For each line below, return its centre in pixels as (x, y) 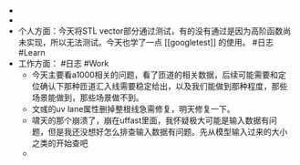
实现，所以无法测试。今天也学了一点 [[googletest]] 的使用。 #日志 (150, 42)
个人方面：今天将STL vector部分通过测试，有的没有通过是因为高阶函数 (150, 31)
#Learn (31, 52)
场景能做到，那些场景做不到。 (88, 98)
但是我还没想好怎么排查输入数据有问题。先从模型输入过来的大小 (168, 132)
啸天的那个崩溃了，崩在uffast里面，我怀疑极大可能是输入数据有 (150, 120)
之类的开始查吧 (60, 143)
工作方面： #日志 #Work (63, 63)
